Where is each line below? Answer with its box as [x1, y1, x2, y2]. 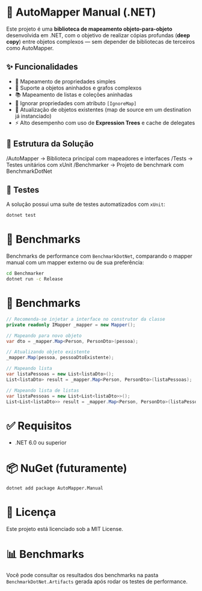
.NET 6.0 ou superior [14, 439, 67, 446]
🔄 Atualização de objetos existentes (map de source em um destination [14, 106, 191, 113]
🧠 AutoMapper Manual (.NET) [6, 5, 156, 19]
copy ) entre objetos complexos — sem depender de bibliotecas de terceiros [6, 38, 195, 45]
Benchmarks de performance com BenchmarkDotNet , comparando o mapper [6, 252, 193, 260]
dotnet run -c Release [6, 276, 63, 282]
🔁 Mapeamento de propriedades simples [14, 77, 116, 85]
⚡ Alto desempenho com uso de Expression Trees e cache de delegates [14, 119, 195, 126]
